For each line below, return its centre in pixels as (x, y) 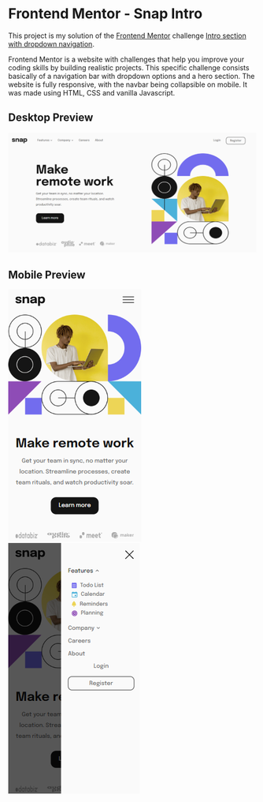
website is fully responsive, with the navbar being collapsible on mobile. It (128, 84)
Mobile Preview (47, 274)
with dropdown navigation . (51, 43)
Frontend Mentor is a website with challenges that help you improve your (126, 59)
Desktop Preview (51, 118)
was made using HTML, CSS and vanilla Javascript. (92, 92)
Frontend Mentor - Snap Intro (106, 14)
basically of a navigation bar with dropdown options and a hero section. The (131, 76)
